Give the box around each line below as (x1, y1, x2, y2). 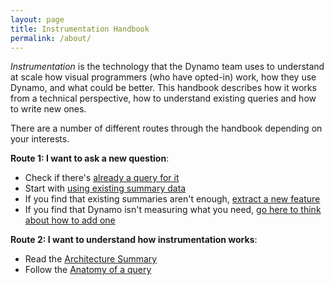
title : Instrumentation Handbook (10, 24, 150, 34)
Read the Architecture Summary (24, 253, 158, 265)
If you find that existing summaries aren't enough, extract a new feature (24, 193, 321, 205)
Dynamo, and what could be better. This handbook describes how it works (10, 82, 317, 94)
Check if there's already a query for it (24, 172, 180, 184)
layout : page (10, 14, 65, 25)
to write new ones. (10, 103, 87, 115)
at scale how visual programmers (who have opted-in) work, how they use (10, 71, 317, 83)
